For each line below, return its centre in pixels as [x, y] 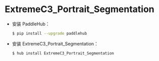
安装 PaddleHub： [31, 24]
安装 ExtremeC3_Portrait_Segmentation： [55, 43]
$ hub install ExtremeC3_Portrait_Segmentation [63, 53]
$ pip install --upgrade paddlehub [49, 33]
